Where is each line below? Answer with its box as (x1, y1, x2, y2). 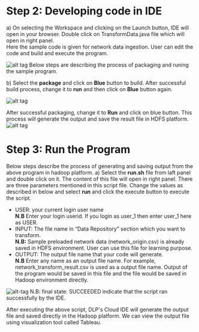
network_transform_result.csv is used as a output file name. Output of (14, 263, 188, 271)
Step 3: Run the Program (6, 143, 131, 157)
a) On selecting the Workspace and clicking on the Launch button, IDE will (6, 24, 189, 31)
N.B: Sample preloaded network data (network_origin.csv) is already (14, 238, 185, 245)
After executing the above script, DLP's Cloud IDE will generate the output (6, 306, 189, 313)
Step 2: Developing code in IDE (6, 4, 162, 18)
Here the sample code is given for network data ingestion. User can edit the (6, 43, 194, 50)
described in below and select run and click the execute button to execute (6, 188, 190, 195)
